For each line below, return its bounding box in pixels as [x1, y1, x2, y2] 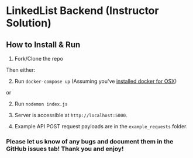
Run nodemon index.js [14, 100, 68, 107]
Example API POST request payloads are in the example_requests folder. [14, 123, 188, 129]
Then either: [6, 66, 36, 73]
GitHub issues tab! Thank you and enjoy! [6, 145, 124, 153]
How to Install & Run [6, 40, 81, 50]
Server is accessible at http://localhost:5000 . [14, 112, 127, 118]
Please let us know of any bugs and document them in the [6, 137, 174, 145]
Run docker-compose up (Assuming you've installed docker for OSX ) [14, 78, 177, 85]
